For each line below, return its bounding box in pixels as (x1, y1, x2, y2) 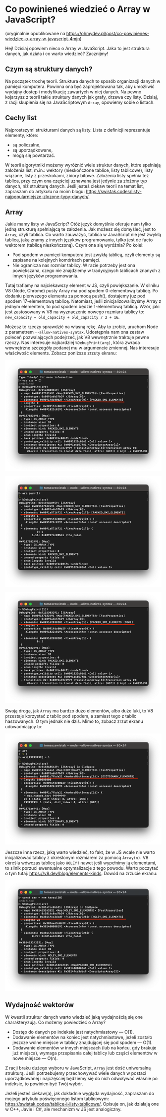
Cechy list (5, 114, 37, 122)
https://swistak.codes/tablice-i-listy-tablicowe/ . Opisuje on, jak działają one (5, 1101, 160, 1107)
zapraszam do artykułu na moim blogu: (5, 188, 85, 194)
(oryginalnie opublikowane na (5, 30, 65, 36)
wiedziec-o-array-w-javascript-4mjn (5, 36, 80, 42)
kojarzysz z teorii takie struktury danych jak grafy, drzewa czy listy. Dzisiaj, (5, 94, 159, 100)
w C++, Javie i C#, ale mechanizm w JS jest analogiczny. (5, 1106, 122, 1112)
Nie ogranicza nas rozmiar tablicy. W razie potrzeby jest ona (12, 262, 135, 269)
